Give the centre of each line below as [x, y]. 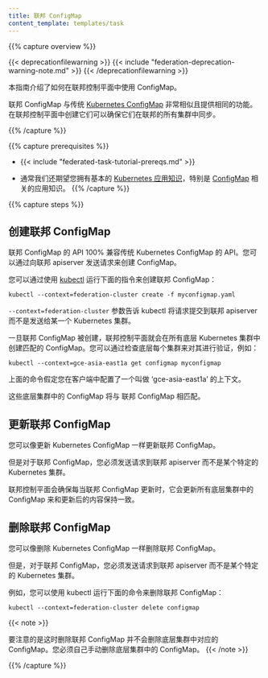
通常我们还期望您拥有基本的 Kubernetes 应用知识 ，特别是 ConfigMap [134, 178]
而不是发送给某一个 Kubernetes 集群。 [72, 321]
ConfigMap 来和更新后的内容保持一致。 [74, 499]
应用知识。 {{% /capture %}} [82, 188]
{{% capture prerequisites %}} [59, 146]
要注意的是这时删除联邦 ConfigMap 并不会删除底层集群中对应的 [113, 639]
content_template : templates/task [66, 23]
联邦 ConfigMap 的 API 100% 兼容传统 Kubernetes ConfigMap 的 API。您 [129, 252]
